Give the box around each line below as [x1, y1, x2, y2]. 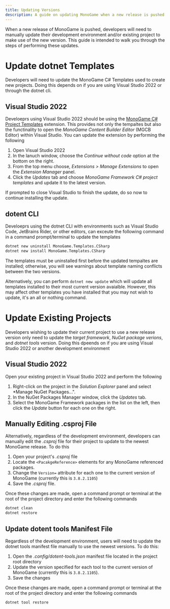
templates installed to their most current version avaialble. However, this [5, 283, 156, 290]
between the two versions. [5, 268, 61, 274]
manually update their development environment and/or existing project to [5, 31, 161, 38]
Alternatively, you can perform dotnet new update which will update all [5, 278, 152, 284]
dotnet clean [5, 506, 33, 511]
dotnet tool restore [5, 600, 49, 605]
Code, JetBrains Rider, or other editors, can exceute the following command [5, 229, 164, 235]
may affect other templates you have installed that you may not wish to [5, 289, 153, 295]
